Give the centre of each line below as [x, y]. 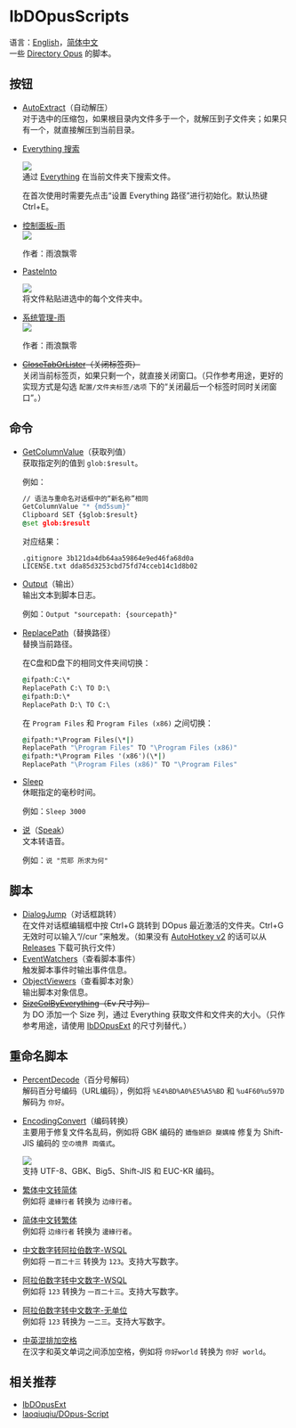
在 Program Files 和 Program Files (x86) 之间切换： [117, 723]
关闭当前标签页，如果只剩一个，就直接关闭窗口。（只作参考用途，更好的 [152, 375]
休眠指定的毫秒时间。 [61, 792]
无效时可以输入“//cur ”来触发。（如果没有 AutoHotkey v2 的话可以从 [144, 936]
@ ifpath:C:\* [46, 680]
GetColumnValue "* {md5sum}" [76, 507]
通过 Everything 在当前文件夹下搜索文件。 [99, 176]
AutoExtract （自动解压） [67, 107]
